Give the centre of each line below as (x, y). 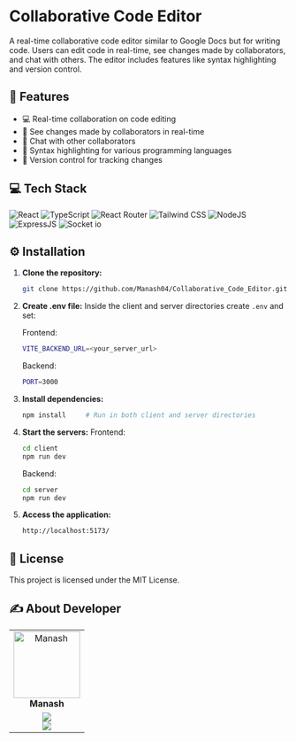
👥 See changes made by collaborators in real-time (113, 131)
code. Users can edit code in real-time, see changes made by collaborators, (148, 50)
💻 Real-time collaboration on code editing (99, 119)
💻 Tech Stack (48, 189)
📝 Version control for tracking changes (92, 159)
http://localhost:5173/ (66, 531)
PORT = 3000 (40, 383)
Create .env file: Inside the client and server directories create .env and (153, 306)
